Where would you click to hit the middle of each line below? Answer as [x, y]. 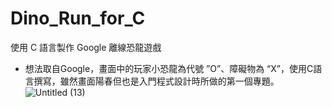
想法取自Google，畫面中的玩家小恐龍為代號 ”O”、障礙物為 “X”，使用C [169, 68]
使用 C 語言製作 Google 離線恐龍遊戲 [86, 47]
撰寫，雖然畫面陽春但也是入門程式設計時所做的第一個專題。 [156, 81]
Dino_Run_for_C [78, 18]
